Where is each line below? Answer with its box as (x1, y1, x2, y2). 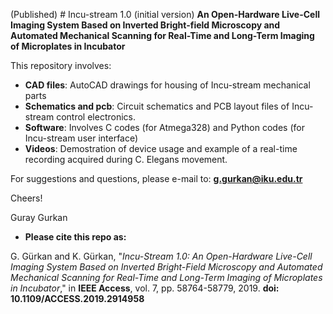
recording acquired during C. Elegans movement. (24, 154, 228, 165)
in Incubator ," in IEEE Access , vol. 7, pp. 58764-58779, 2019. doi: (10, 282, 280, 294)
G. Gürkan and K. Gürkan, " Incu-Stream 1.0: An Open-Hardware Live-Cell (10, 250, 313, 262)
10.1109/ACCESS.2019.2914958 (10, 293, 145, 304)
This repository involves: (10, 60, 112, 71)
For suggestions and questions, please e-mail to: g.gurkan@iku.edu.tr (10, 173, 303, 184)
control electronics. (56, 111, 136, 123)
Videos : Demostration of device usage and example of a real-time (24, 143, 298, 154)
